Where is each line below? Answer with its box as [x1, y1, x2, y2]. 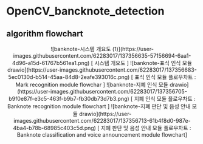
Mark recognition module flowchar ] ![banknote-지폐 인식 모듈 [15, 81, 169, 88]
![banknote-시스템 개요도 [50, 46, 111, 52]
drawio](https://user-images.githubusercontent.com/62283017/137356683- [7, 66, 198, 74]
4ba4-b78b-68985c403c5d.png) [13, 125, 96, 131]
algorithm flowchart [6, 29, 83, 39]
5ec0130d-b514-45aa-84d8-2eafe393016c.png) [8, 74, 130, 80]
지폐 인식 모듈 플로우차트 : [134, 95, 196, 102]
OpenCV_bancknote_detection [6, 4, 165, 18]
